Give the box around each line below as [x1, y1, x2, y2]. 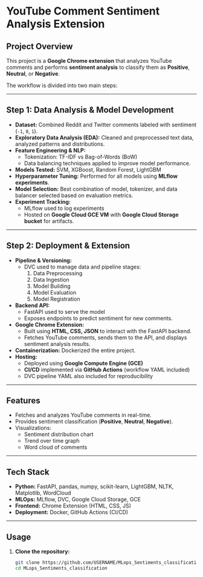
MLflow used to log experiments [24, 204, 105, 212]
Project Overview [6, 41, 73, 51]
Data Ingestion [33, 276, 69, 283]
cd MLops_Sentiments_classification [14, 565, 108, 571]
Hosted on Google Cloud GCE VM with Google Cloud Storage [24, 210, 179, 218]
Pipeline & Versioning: [14, 256, 72, 264]
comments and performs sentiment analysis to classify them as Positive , [6, 64, 190, 71]
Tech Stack [6, 467, 50, 477]
